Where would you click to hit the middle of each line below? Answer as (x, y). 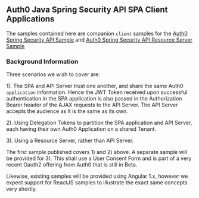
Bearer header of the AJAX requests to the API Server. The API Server (92, 105)
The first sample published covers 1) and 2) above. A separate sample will (97, 152)
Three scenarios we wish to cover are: (53, 74)
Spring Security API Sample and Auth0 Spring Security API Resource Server (99, 40)
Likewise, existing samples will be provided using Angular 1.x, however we (97, 176)
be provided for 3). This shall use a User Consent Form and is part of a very (99, 158)
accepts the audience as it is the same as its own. (67, 111)
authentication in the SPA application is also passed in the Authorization (94, 99)
